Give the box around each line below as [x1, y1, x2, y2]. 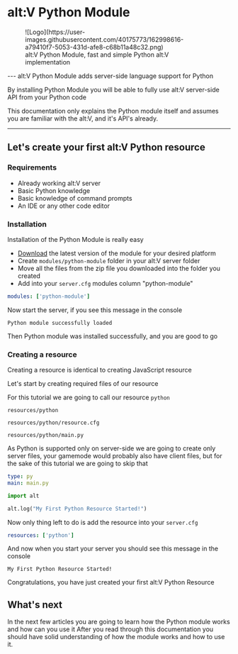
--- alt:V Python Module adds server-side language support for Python [7, 72, 214, 80]
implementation [25, 57, 71, 66]
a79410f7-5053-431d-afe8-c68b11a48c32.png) [25, 43, 164, 51]
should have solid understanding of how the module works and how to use [7, 633, 225, 641]
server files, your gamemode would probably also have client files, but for [7, 452, 222, 460]
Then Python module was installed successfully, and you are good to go [7, 331, 218, 340]
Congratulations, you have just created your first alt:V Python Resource [7, 578, 215, 587]
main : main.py [7, 480, 50, 487]
